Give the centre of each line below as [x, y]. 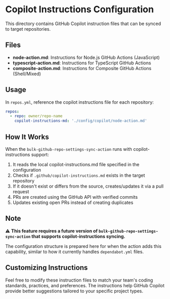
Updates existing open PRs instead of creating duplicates [73, 202]
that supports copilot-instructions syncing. [78, 236]
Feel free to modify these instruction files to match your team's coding [79, 280]
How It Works [27, 137]
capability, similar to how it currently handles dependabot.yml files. [75, 251]
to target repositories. [28, 29]
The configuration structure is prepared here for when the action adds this [83, 246]
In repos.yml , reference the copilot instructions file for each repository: [80, 102]
